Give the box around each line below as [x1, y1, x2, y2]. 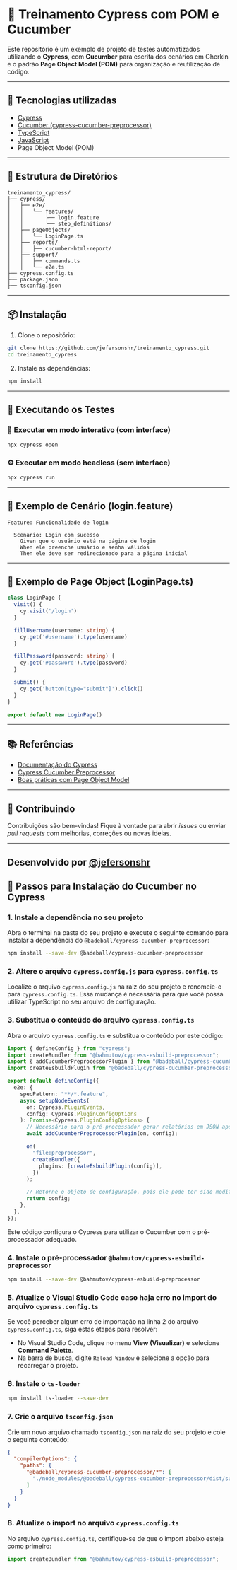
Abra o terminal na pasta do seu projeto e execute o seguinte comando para [7, 929, 229, 937]
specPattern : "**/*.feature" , [20, 1091, 109, 1098]
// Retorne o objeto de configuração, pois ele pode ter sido [25, 1188, 213, 1196]
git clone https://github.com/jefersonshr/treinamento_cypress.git [7, 344, 210, 352]
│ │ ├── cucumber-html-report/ [7, 245, 112, 252]
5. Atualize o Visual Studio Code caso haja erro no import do [7, 1292, 217, 1302]
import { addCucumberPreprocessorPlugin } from [7, 1058, 150, 1065]
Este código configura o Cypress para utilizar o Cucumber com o [7, 1227, 196, 1236]
